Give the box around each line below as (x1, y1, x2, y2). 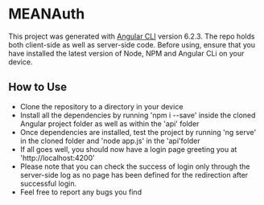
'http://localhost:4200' (19, 153, 95, 162)
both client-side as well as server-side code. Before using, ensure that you (8, 39, 256, 49)
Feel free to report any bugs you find (19, 187, 142, 197)
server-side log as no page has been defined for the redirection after (19, 170, 249, 179)
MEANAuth (8, 5, 85, 23)
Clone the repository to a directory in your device (19, 101, 184, 111)
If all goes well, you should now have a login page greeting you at (19, 144, 237, 154)
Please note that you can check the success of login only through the (19, 162, 250, 171)
